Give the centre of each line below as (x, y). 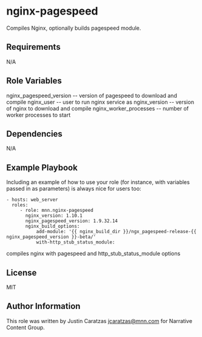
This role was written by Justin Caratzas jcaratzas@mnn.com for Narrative (99, 321)
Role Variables (34, 81)
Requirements (33, 47)
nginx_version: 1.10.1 (54, 216)
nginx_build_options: (52, 226)
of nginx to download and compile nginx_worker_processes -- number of (98, 108)
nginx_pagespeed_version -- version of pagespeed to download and (92, 95)
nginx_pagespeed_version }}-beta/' (51, 237)
